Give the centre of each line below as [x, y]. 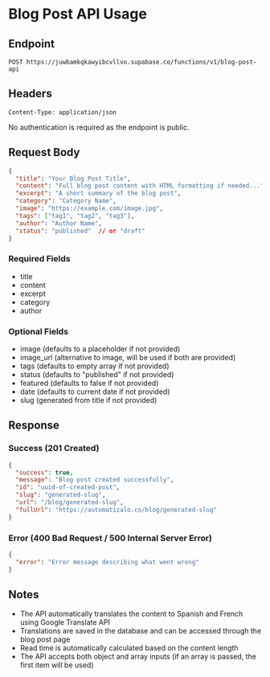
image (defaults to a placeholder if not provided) [100, 349]
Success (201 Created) [54, 449]
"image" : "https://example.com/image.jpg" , [89, 208]
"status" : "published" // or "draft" [81, 231]
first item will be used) [57, 665]
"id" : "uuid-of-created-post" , [68, 487]
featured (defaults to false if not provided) [89, 383]
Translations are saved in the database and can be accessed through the [141, 631]
